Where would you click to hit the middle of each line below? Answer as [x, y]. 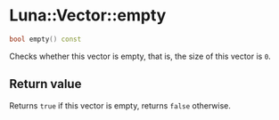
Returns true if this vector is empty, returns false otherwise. [120, 105]
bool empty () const [45, 39]
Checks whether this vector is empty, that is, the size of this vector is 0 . [140, 56]
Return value [45, 84]
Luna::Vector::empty [88, 16]
